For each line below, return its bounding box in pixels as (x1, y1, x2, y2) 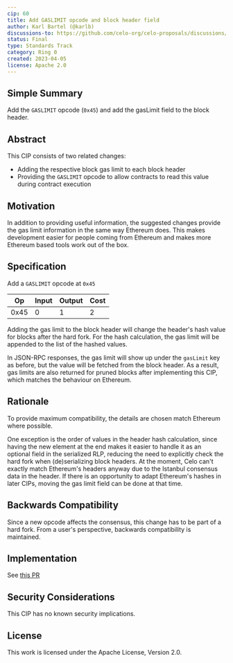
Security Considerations (7, 591, 116, 603)
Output (59, 296, 83, 305)
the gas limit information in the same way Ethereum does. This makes (7, 226, 206, 235)
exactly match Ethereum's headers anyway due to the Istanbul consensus (7, 464, 218, 473)
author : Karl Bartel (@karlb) (7, 23, 95, 30)
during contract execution (17, 180, 92, 188)
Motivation (7, 200, 55, 212)
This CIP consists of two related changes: (7, 152, 126, 160)
